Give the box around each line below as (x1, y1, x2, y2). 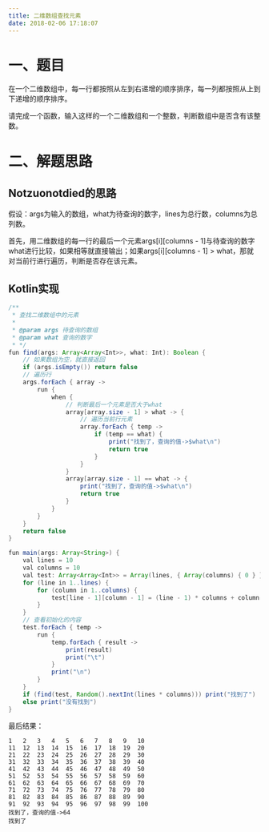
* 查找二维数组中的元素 (11, 311, 79, 320)
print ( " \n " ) (50, 668, 91, 677)
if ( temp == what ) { (94, 430, 163, 439)
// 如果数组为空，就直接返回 (22, 356, 106, 364)
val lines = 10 (22, 557, 74, 565)
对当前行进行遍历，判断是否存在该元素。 (8, 256, 142, 266)
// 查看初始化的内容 (22, 616, 82, 625)
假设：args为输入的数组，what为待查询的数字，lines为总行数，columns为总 (8, 209, 258, 219)
